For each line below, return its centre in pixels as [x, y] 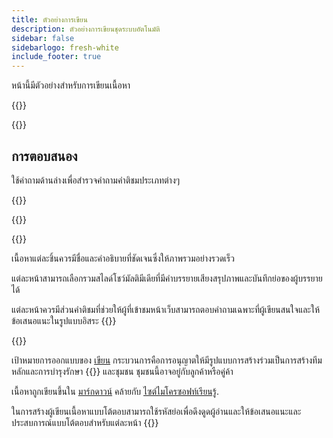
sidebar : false [43, 38]
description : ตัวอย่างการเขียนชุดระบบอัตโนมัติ [86, 29]
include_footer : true [56, 57]
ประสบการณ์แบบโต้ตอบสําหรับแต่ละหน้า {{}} [85, 422]
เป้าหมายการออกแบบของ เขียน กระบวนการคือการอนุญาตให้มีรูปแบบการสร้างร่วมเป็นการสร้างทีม [167, 360]
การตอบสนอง [44, 156]
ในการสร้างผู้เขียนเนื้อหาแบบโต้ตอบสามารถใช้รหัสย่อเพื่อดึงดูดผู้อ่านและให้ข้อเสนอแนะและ [156, 411]
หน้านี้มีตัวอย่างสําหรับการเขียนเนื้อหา [71, 85]
